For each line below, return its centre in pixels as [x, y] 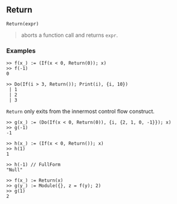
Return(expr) [23, 24]
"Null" [14, 170]
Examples [21, 51]
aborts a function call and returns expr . [69, 35]
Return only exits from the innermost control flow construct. [81, 112]
